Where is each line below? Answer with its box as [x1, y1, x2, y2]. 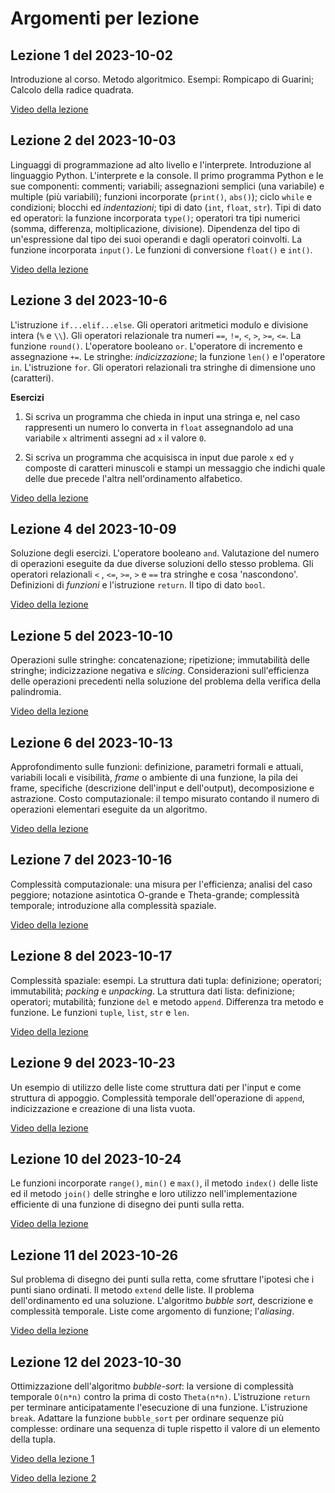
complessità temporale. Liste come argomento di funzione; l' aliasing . [10, 1305, 295, 1317]
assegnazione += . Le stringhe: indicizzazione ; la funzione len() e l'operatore [10, 350, 326, 362]
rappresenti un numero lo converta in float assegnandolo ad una [24, 421, 294, 433]
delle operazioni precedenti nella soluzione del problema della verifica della [10, 675, 322, 687]
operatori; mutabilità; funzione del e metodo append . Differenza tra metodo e [10, 995, 324, 1007]
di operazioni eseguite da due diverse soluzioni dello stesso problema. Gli [10, 558, 314, 570]
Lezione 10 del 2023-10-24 [10, 1150, 182, 1167]
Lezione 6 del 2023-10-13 [10, 734, 173, 751]
